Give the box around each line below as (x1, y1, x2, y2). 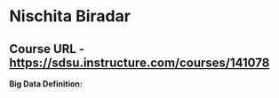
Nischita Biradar (9, 6, 132, 26)
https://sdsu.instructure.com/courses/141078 (9, 55, 270, 70)
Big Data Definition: (9, 79, 83, 89)
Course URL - (9, 41, 85, 57)
